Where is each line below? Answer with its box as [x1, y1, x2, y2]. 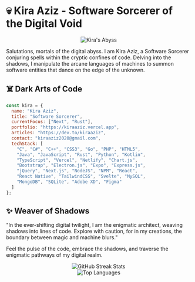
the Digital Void [6, 17, 82, 30]
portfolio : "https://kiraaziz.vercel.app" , [11, 124, 119, 130]
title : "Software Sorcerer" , [11, 113, 83, 120]
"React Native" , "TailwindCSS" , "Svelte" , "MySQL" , [16, 174, 146, 179]
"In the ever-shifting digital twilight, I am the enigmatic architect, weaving [6, 222, 183, 229]
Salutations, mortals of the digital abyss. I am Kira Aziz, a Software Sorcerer [6, 47, 189, 55]
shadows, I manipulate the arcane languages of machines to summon [6, 60, 174, 67]
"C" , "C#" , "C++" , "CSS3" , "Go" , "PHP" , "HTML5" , [16, 146, 141, 152]
